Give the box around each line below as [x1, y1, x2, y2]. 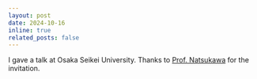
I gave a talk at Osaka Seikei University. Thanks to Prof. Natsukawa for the [8, 55, 249, 65]
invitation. [8, 64, 40, 73]
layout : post [8, 11, 51, 20]
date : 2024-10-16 [8, 19, 66, 27]
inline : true [8, 26, 51, 34]
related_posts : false [8, 33, 80, 42]
